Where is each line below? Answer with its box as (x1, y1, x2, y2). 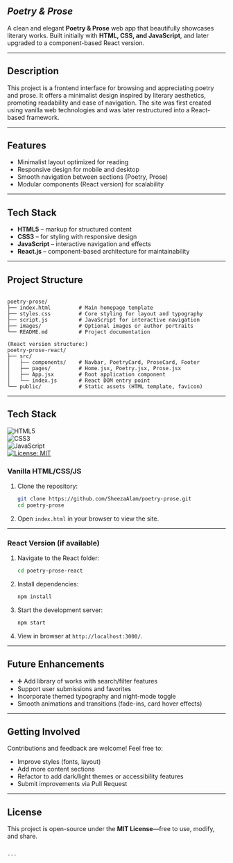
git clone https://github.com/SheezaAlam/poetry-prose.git (17, 496, 192, 503)
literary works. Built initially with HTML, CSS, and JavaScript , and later (7, 31, 209, 40)
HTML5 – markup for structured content (17, 225, 132, 234)
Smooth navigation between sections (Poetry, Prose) (17, 173, 169, 181)
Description (7, 65, 59, 77)
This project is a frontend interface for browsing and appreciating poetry (7, 83, 214, 92)
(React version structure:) (7, 341, 89, 348)
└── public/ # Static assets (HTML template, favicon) (7, 383, 203, 390)
